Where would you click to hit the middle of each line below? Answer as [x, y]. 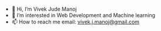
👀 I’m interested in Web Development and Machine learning [83, 15]
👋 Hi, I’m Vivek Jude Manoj [44, 9]
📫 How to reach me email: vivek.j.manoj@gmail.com [76, 22]
